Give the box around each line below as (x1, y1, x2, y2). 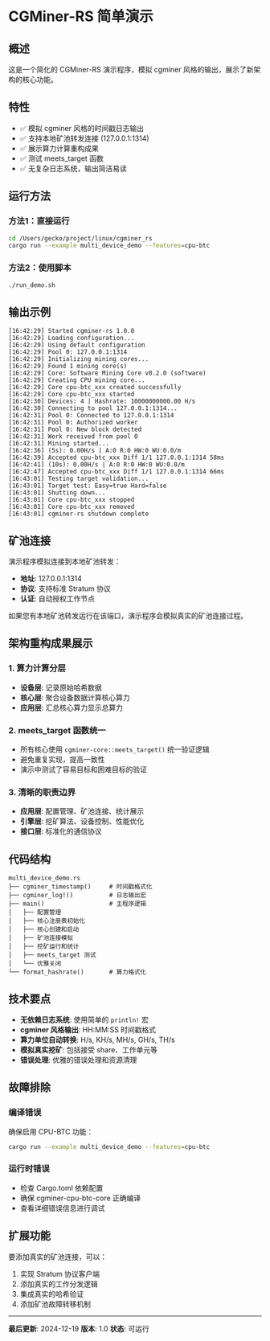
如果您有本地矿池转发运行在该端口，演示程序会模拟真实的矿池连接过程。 (8, 611, 247, 621)
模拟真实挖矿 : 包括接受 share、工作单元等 (19, 1044, 158, 1054)
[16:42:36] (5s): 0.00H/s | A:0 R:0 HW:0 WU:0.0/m (8, 447, 182, 455)
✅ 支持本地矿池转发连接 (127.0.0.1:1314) (19, 133, 150, 143)
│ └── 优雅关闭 (8, 960, 62, 968)
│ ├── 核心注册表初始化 (8, 917, 86, 925)
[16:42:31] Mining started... (8, 440, 110, 448)
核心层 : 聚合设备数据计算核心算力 (19, 692, 130, 702)
